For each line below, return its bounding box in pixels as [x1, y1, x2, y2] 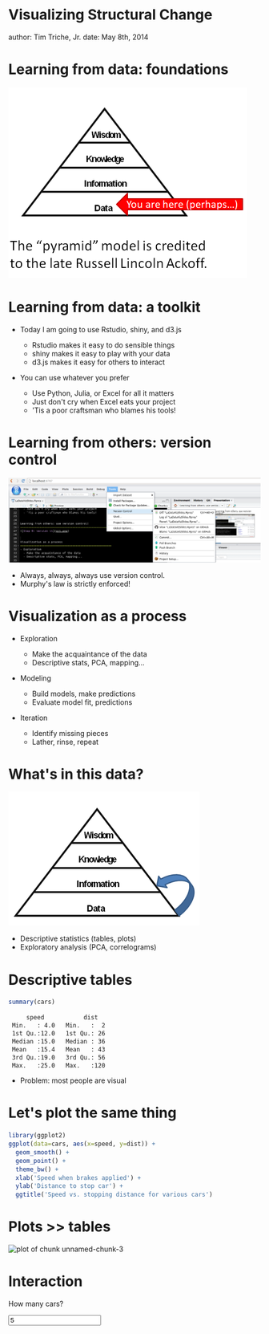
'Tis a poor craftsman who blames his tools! [31, 405, 176, 415]
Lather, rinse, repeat [31, 737, 98, 746]
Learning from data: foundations [8, 60, 229, 79]
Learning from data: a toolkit [8, 299, 202, 316]
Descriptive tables [8, 970, 133, 989]
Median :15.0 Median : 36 [11, 1038, 106, 1046]
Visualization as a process [8, 607, 187, 625]
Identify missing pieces [31, 728, 109, 738]
